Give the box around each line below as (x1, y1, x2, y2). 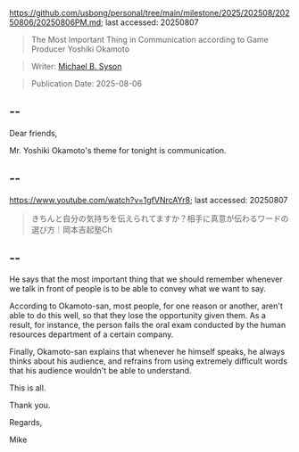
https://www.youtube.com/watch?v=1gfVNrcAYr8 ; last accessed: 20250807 (9, 194, 288, 205)
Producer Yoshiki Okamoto (30, 44, 130, 54)
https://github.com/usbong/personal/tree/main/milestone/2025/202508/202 (9, 8, 290, 18)
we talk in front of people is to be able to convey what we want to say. (9, 284, 266, 294)
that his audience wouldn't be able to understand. (9, 366, 192, 376)
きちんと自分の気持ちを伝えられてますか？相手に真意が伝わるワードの (30, 213, 289, 224)
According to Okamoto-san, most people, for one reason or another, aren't (9, 300, 284, 311)
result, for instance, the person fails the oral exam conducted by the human (9, 320, 287, 331)
